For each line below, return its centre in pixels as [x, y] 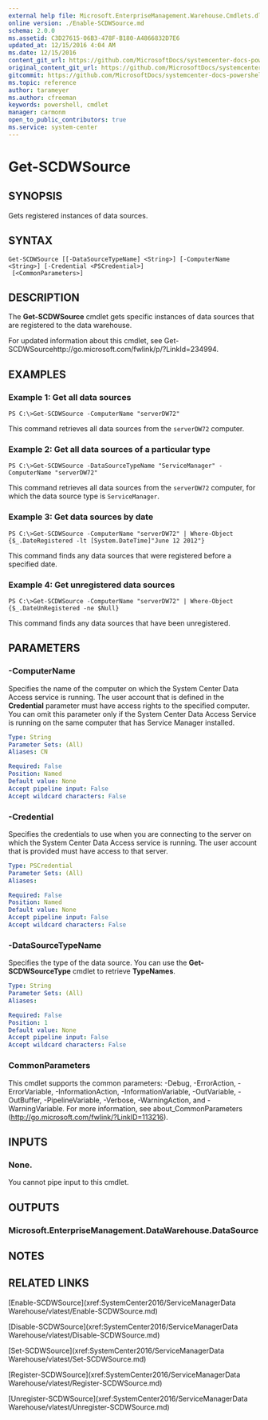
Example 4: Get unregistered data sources [92, 585]
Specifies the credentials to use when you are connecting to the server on [130, 834]
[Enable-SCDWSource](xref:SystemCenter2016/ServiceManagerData [122, 1302]
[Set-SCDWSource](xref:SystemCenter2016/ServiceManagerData [116, 1350]
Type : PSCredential [41, 866]
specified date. [33, 564]
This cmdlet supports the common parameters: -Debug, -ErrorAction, [122, 1083]
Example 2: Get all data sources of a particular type [109, 449]
